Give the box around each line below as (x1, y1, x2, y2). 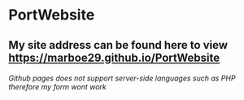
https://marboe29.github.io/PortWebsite (8, 50, 220, 64)
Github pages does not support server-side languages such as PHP (8, 73, 236, 83)
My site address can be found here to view (8, 38, 228, 52)
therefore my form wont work (8, 82, 107, 92)
